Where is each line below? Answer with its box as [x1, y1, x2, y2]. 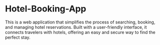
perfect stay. [5, 34, 31, 40]
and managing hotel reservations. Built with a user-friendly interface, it [5, 24, 147, 30]
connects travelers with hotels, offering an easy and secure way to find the [5, 29, 156, 35]
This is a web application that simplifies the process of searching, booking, [5, 19, 156, 25]
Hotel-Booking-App [5, 3, 86, 14]
